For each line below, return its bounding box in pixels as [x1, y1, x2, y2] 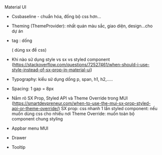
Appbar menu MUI [11, 125, 49, 131]
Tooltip [11, 144, 26, 150]
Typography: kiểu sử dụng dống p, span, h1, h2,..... [11, 77, 113, 82]
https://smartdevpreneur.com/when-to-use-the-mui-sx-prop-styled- [13, 100, 151, 106]
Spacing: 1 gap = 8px [11, 86, 54, 92]
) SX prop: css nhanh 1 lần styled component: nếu [58, 106, 158, 111]
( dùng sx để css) [11, 47, 47, 53]
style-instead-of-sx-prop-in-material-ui [11, 67, 91, 73]
